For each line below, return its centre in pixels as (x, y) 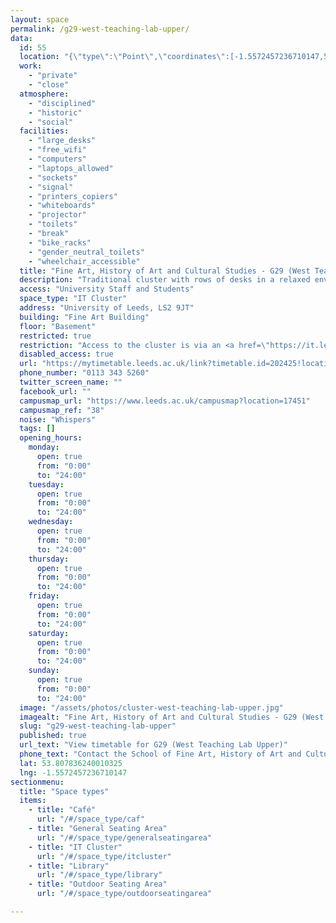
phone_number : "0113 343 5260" (84, 373)
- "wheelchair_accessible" (84, 261)
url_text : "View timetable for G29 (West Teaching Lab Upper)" (153, 745)
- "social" (51, 122)
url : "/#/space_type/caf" (90, 819)
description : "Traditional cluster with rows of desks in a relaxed (165, 280)
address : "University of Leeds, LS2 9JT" (107, 308)
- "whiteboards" (62, 206)
